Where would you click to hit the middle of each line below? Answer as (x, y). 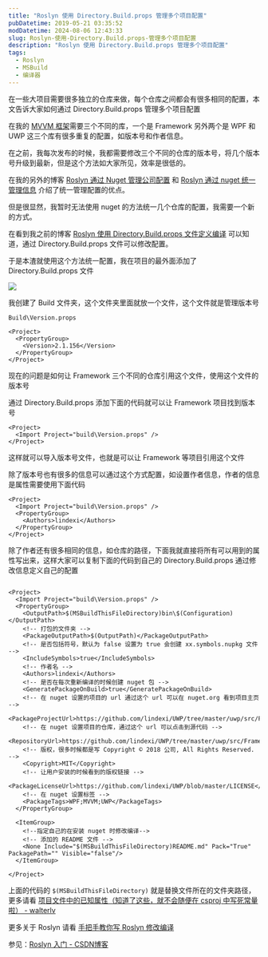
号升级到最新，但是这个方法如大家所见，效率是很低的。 (99, 163)
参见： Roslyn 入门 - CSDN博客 (59, 944)
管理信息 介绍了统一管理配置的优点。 (69, 189)
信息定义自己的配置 (46, 570)
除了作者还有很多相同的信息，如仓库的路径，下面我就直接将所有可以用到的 (130, 550)
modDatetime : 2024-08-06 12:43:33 (66, 30)
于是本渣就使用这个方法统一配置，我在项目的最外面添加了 (102, 260)
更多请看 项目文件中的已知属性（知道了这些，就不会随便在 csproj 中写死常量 (133, 900)
